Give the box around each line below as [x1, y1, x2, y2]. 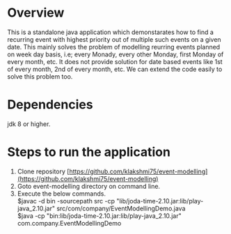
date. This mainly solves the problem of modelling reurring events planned [7, 42, 221, 51]
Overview [7, 5, 65, 21]
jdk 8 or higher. [7, 120, 51, 128]
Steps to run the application [7, 144, 170, 160]
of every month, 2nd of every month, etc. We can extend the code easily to [7, 65, 223, 73]
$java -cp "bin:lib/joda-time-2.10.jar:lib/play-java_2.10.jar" [17, 211, 182, 220]
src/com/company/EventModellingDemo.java [56, 204, 186, 212]
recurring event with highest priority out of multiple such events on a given [7, 35, 221, 43]
